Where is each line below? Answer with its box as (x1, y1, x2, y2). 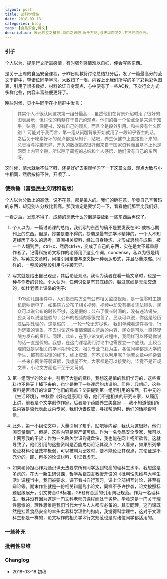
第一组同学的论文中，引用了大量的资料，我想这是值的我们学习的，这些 (12, 375, 157, 381)
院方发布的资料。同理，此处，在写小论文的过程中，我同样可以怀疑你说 (17, 333, 162, 339)
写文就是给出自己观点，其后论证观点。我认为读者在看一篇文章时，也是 (12, 272, 157, 278)
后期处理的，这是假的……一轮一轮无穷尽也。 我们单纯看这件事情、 (21, 320, 157, 327)
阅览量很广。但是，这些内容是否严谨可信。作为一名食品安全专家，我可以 (12, 429, 161, 435)
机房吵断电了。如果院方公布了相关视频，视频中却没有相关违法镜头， (17, 302, 157, 308)
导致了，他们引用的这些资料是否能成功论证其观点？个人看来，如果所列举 (12, 441, 161, 447)
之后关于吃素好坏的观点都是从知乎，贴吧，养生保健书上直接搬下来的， (17, 136, 162, 142)
